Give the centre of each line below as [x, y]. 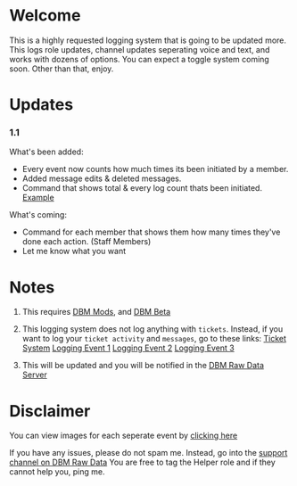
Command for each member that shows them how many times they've [151, 232]
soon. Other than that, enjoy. [62, 69]
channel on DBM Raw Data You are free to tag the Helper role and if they [143, 462]
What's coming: [38, 215]
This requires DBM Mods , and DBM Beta [96, 312]
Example [38, 198]
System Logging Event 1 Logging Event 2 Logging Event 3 [128, 348]
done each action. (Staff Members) [87, 242]
